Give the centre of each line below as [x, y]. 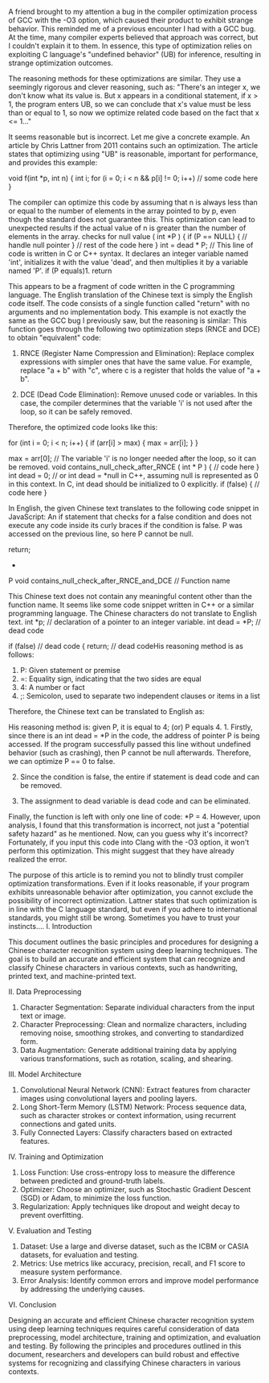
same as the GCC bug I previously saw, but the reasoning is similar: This [128, 320]
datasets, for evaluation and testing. [79, 1255]
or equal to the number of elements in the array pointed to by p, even [122, 211]
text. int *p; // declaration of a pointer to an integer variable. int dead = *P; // [134, 622]
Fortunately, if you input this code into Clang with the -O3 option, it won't [129, 842]
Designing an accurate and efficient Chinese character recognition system [131, 1320]
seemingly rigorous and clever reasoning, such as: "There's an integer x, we [134, 87]
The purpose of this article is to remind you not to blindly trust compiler [126, 875]
